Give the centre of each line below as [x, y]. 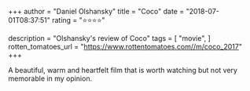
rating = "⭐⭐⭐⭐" [79, 20]
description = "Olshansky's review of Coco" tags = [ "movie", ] [109, 38]
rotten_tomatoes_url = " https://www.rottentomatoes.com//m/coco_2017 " [125, 47]
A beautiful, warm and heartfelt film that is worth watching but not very [123, 70]
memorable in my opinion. [50, 78]
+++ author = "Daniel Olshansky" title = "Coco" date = [96, 11]
